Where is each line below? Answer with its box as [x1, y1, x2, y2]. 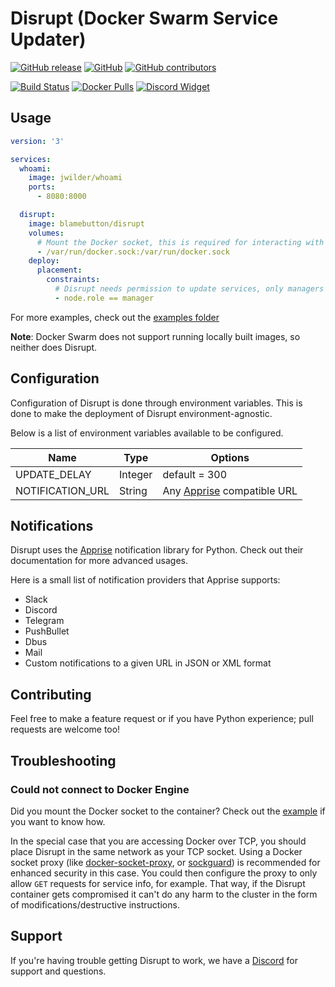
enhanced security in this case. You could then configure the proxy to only [10, 867, 318, 879]
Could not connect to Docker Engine [10, 782, 190, 796]
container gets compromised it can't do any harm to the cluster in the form [10, 888, 318, 900]
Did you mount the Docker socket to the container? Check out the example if [10, 805, 326, 817]
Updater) [10, 28, 87, 51]
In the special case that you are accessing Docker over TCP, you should [10, 835, 307, 847]
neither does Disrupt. [10, 341, 98, 353]
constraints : [46, 275, 101, 285]
